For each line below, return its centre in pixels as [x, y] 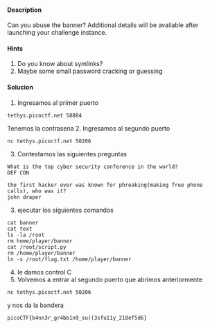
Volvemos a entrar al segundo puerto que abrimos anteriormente [110, 279]
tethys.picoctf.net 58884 [44, 115]
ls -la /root [26, 235]
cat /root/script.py [37, 247]
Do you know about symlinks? [60, 64]
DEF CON [18, 173]
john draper [24, 197]
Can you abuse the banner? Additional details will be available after [103, 25]
